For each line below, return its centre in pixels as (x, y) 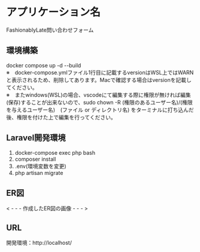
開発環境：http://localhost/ (39, 243)
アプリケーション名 (53, 12)
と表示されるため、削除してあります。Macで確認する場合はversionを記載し (99, 80)
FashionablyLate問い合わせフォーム (50, 30)
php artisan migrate (39, 173)
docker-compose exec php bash (55, 152)
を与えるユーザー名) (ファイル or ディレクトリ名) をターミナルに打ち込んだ (100, 110)
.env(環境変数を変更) (41, 166)
